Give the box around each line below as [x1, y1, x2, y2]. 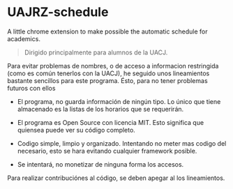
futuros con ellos [7, 84, 56, 92]
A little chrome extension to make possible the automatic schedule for [7, 27, 208, 36]
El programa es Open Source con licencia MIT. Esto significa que [17, 118, 204, 126]
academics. [7, 34, 40, 43]
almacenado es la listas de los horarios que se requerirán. [17, 105, 184, 113]
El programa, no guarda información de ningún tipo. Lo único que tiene [17, 97, 221, 105]
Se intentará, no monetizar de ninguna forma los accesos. [17, 160, 184, 168]
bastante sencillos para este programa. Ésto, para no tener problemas [7, 76, 208, 84]
